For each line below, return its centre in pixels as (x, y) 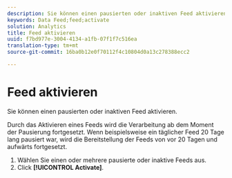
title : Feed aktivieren (41, 33)
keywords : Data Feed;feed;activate (58, 20)
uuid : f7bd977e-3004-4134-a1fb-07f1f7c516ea (72, 39)
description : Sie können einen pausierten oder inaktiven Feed (100, 13)
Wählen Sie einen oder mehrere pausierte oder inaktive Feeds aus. (112, 160)
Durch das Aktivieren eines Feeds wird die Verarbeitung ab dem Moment (110, 124)
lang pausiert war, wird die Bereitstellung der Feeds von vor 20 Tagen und (112, 139)
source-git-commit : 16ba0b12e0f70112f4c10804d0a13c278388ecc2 (98, 52)
